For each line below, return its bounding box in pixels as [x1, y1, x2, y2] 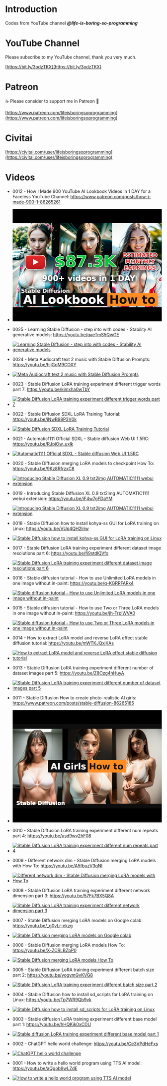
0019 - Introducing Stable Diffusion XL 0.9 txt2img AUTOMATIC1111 [12, 490, 150, 496]
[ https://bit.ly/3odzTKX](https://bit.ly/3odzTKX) [5, 63, 102, 69]
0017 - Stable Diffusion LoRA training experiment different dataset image [12, 544, 162, 550]
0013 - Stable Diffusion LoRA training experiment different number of [12, 664, 154, 670]
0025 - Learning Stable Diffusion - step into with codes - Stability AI [12, 326, 152, 332]
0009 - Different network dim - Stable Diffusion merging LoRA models [12, 857, 156, 863]
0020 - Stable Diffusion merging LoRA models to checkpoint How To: [12, 460, 155, 466]
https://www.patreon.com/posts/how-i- [70, 193, 151, 199]
